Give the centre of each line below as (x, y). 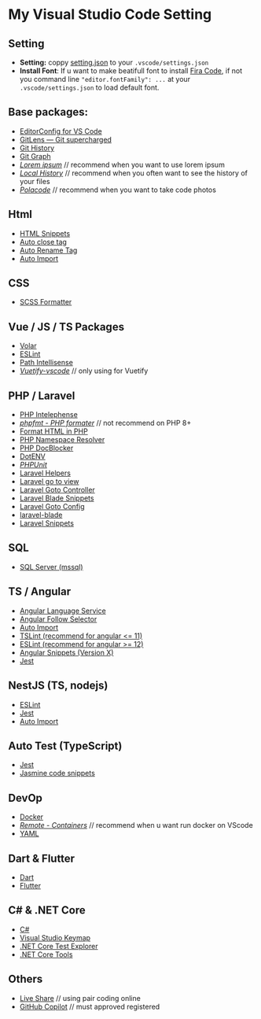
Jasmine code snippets (57, 773)
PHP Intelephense (49, 415)
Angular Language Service (62, 611)
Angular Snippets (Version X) (66, 652)
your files (35, 181)
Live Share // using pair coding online (80, 998)
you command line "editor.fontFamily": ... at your (105, 79)
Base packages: (48, 112)
